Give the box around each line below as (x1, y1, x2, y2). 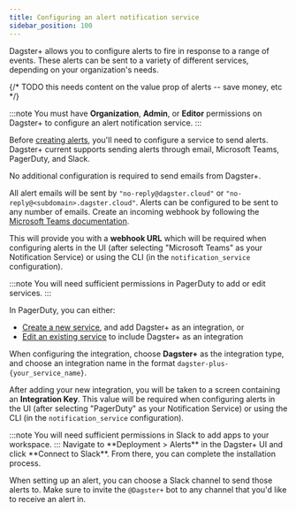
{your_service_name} (9, 369, 86, 378)
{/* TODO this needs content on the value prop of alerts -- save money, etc (9, 81, 283, 92)
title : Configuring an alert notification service (9, 12, 200, 22)
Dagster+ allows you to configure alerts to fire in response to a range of (9, 45, 269, 56)
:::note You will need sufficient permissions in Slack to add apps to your (9, 430, 269, 440)
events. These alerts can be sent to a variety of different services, (9, 55, 249, 65)
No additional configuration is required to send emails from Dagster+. (9, 170, 262, 181)
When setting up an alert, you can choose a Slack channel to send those (9, 475, 273, 485)
